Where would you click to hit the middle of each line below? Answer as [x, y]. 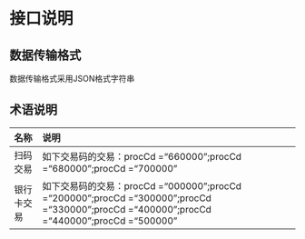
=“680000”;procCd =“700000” [110, 168]
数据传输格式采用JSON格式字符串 [72, 79]
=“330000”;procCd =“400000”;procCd [127, 209]
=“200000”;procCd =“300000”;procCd [127, 198]
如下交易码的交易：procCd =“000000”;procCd [142, 185]
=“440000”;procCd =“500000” [110, 221]
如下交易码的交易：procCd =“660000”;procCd [142, 156]
